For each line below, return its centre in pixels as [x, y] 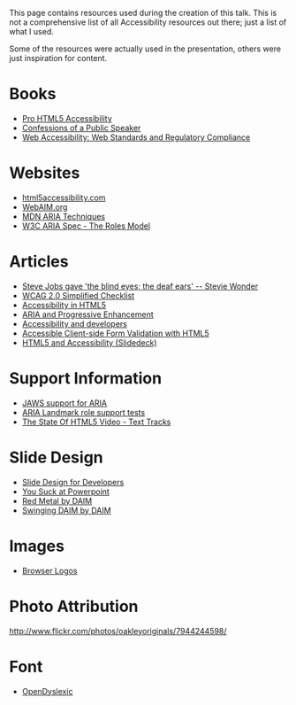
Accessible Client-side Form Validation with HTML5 [115, 333]
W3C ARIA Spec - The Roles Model [86, 226]
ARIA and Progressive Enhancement [88, 314]
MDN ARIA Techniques [64, 216]
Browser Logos [49, 570]
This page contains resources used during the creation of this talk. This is [143, 13]
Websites [45, 173]
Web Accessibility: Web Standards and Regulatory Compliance [136, 137]
